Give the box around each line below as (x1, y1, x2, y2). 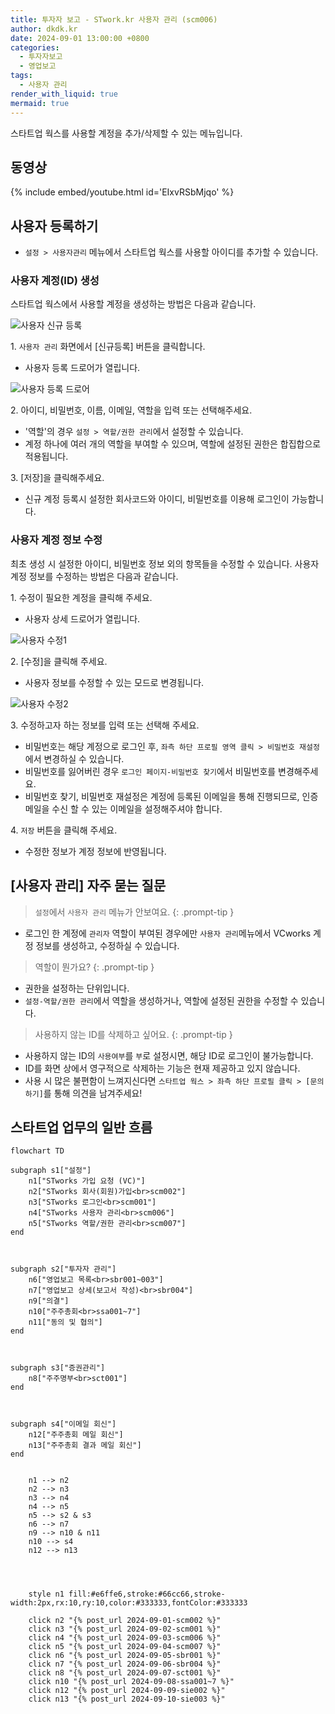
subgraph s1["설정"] (10, 1166, 92, 1176)
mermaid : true (10, 98, 70, 108)
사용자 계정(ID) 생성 (10, 274, 100, 288)
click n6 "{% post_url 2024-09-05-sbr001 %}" (28, 1651, 222, 1661)
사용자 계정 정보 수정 (10, 533, 103, 547)
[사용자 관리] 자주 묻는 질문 (10, 877, 167, 895)
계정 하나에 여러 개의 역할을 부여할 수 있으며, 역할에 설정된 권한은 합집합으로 (24, 438, 322, 450)
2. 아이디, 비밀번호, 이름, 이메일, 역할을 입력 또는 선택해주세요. (10, 404, 253, 416)
